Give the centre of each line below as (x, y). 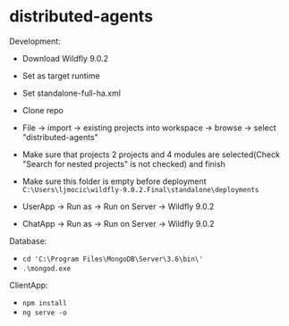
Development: (35, 41)
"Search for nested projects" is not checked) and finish (123, 163)
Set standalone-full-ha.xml (71, 93)
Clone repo (43, 110)
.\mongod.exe (47, 268)
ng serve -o (44, 313)
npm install (44, 303)
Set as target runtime (61, 75)
